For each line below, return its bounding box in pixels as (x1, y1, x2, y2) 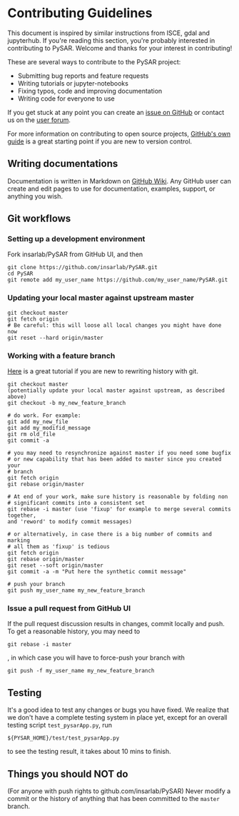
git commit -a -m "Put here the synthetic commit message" (7, 568, 187, 575)
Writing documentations (7, 158, 118, 170)
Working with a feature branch (7, 351, 116, 361)
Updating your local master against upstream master (7, 293, 194, 303)
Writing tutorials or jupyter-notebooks (17, 79, 128, 87)
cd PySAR (7, 270, 34, 278)
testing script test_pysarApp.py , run (7, 721, 113, 730)
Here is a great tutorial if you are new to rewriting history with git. (7, 367, 198, 376)
